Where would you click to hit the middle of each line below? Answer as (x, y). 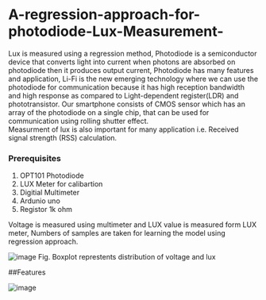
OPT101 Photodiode (52, 175)
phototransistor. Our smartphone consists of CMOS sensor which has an (127, 104)
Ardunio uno (40, 201)
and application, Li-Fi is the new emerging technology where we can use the (133, 79)
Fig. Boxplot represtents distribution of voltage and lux (127, 257)
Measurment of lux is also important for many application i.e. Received (124, 129)
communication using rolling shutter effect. (79, 121)
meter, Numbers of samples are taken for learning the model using (117, 233)
